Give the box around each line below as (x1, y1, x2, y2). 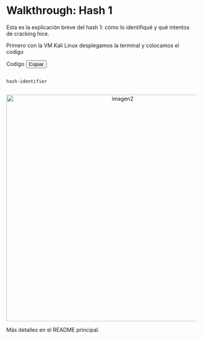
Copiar (28, 61, 44, 67)
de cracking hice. (6, 30, 50, 37)
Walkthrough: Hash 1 (6, 4, 113, 18)
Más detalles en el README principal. (6, 326, 100, 333)
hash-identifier (6, 78, 47, 85)
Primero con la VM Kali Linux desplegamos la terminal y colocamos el (6, 42, 179, 49)
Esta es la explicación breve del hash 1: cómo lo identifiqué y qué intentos (6, 24, 190, 31)
